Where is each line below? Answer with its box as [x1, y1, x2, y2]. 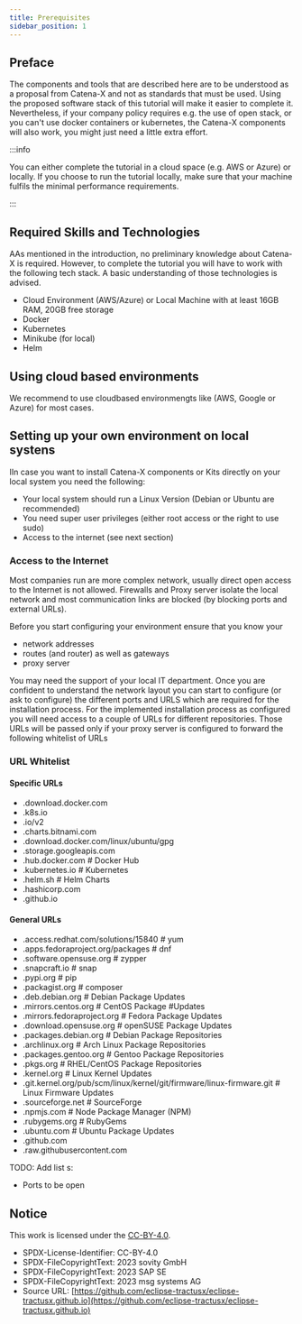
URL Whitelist [9, 755, 70, 768]
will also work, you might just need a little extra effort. [9, 127, 208, 138]
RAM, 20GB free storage [22, 304, 114, 316]
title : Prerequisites [9, 13, 91, 23]
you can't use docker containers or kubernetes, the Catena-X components [9, 117, 286, 128]
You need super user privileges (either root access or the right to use [22, 512, 279, 523]
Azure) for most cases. [9, 402, 95, 413]
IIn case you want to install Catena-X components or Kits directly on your [9, 466, 281, 477]
